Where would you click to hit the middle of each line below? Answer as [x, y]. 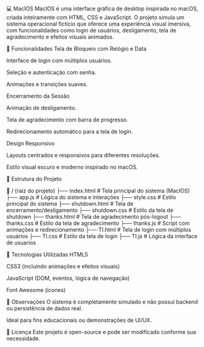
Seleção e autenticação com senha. [51, 72]
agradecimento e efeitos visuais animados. [60, 37]
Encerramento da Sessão [38, 96]
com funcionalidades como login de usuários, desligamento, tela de [91, 30]
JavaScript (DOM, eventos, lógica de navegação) [68, 278]
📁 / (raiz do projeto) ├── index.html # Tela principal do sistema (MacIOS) [98, 191]
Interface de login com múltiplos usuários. [59, 60]
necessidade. [23, 338]
